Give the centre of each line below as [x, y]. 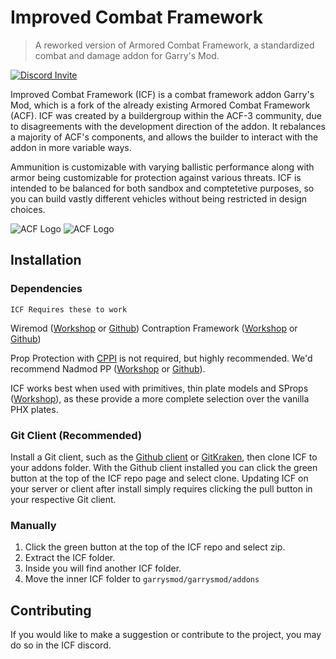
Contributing [51, 610]
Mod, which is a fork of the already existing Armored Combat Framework [160, 105]
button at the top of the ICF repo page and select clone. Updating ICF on [159, 478]
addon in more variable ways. [71, 147]
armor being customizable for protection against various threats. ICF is [156, 177]
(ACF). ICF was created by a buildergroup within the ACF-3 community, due [166, 115]
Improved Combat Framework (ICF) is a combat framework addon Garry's [162, 94]
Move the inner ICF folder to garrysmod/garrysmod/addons [142, 579]
